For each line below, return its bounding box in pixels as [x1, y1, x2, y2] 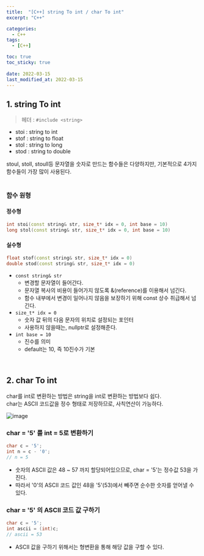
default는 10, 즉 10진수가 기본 [24, 346, 96, 353]
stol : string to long [15, 141, 63, 148]
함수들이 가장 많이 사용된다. [6, 168, 72, 175]
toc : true [6, 54, 32, 60]
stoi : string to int [15, 128, 58, 136]
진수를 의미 [24, 338, 51, 345]
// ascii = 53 [6, 531, 43, 538]
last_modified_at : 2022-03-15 [6, 76, 84, 82]
